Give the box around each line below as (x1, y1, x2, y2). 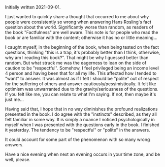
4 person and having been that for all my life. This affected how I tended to (5, 70, 157, 76)
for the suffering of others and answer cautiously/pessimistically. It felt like (5, 81, 157, 87)
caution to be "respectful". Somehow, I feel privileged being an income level (5, 65, 159, 71)
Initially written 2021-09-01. (5, 4, 61, 10)
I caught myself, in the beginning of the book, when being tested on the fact (5, 44, 159, 50)
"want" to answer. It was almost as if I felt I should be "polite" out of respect (5, 76, 159, 81)
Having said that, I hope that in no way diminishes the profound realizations (5, 106, 158, 112)
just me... (5, 97, 24, 102)
